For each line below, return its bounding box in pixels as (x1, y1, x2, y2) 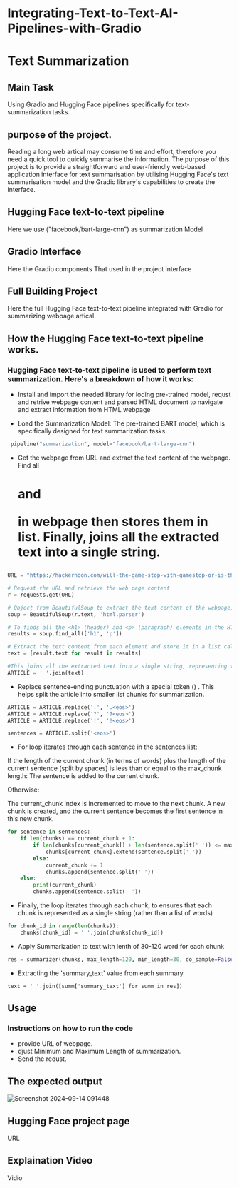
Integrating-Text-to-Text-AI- (7, 5, 179, 21)
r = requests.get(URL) (7, 591, 75, 598)
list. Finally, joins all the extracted (17, 529, 220, 545)
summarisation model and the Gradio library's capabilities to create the (7, 178, 216, 186)
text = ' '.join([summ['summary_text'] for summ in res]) (7, 982, 183, 990)
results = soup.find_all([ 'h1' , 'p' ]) (7, 630, 122, 638)
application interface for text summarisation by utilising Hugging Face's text (7, 170, 229, 178)
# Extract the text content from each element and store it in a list (7, 643, 221, 650)
